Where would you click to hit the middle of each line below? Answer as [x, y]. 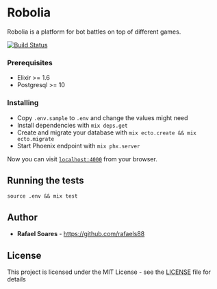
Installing [23, 103]
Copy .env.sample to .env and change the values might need [102, 117]
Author [22, 217]
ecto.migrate [36, 139]
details [16, 279]
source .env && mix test [42, 196]
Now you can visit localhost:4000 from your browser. [82, 159]
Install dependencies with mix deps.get [72, 125]
